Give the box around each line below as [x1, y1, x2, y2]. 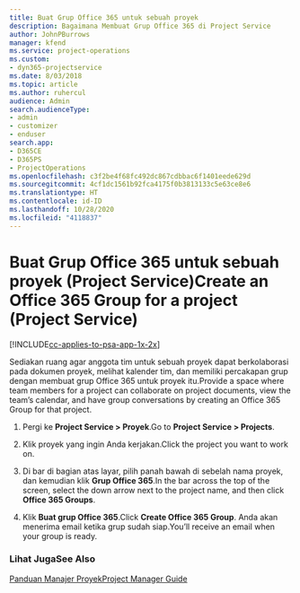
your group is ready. [22, 530, 97, 541]
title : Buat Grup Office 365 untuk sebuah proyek [9, 13, 199, 22]
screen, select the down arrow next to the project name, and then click [22, 484, 285, 495]
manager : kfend [9, 38, 66, 48]
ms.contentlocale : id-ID [9, 196, 102, 206]
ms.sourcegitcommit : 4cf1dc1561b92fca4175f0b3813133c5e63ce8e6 [9, 180, 251, 189]
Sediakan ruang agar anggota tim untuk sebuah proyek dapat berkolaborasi [9, 356, 289, 367]
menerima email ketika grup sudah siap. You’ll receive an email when [22, 521, 276, 532]
